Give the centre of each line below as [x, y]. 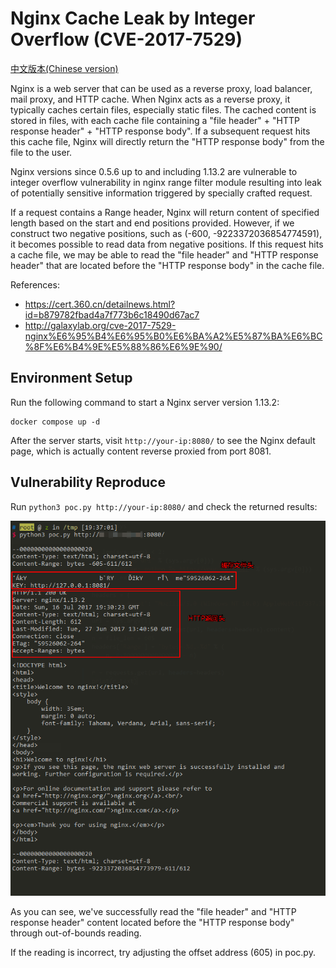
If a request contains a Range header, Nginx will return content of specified [165, 212]
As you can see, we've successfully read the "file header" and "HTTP [153, 912]
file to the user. [41, 152]
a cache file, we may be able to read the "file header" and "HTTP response [164, 254]
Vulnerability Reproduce [88, 482]
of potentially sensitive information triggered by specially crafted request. [161, 193]
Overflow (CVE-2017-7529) [126, 39]
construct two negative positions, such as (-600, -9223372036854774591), [166, 233]
